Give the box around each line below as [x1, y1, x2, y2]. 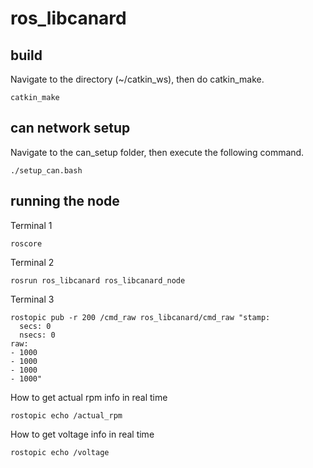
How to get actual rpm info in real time [10, 391, 168, 403]
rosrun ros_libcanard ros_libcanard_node [10, 275, 186, 286]
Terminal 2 [10, 256, 55, 268]
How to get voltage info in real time [10, 428, 155, 440]
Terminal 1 [10, 219, 53, 231]
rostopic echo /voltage [10, 447, 110, 457]
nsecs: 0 [19, 330, 56, 340]
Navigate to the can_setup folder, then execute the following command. [10, 146, 305, 158]
